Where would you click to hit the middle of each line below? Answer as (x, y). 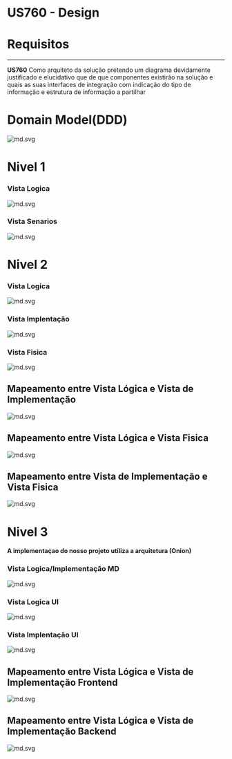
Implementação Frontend (63, 682)
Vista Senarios (32, 221)
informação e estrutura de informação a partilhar (77, 92)
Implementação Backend (62, 732)
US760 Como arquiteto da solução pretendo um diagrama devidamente (109, 70)
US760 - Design (54, 13)
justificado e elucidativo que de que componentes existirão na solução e (110, 77)
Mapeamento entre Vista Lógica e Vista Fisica (108, 438)
